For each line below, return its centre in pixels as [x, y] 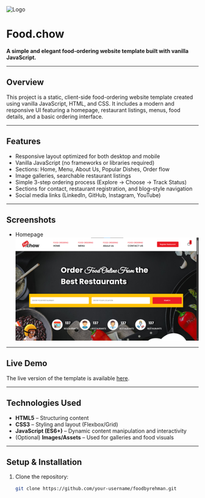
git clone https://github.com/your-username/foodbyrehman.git [96, 489]
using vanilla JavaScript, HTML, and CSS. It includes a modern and [91, 103]
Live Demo [27, 363]
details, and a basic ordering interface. [55, 117]
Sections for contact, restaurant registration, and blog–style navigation [104, 189]
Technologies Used [44, 403]
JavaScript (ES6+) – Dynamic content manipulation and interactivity [101, 431]
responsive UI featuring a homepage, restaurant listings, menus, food [94, 110]
